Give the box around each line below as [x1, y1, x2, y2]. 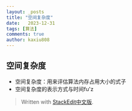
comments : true [6, 31, 45, 37]
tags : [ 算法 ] [6, 25, 37, 32]
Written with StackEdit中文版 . [20, 98, 94, 106]
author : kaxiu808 [6, 37, 50, 43]
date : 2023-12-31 [6, 20, 55, 26]
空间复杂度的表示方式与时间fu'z [14, 85, 94, 92]
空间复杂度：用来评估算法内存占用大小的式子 [14, 78, 127, 85]
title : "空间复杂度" [6, 14, 53, 21]
